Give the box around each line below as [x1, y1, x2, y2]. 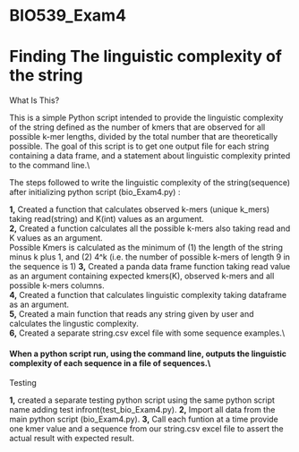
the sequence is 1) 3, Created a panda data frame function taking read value [9, 261, 291, 272]
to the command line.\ [9, 160, 90, 171]
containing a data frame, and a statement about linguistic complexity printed [9, 150, 291, 161]
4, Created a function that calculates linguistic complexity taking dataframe [9, 290, 287, 301]
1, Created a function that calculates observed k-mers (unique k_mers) [9, 204, 270, 215]
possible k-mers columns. [9, 280, 105, 291]
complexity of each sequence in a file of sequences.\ [9, 357, 211, 368]
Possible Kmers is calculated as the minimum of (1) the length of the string [9, 243, 284, 253]
